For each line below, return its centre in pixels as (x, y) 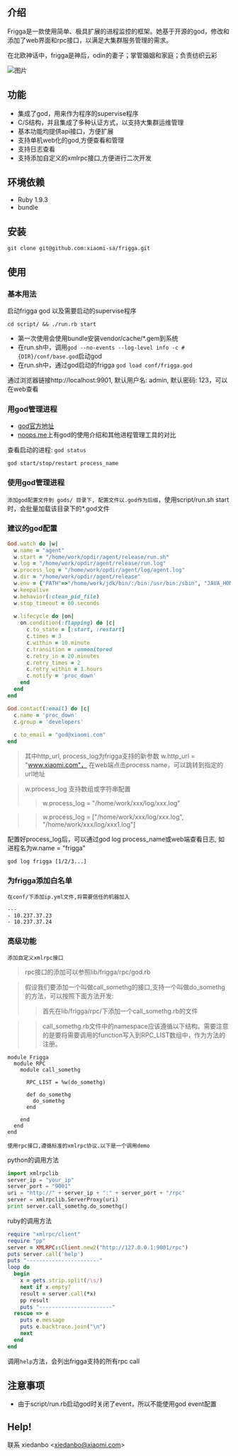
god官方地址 (36, 426)
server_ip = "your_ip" (41, 1180)
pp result (35, 1300)
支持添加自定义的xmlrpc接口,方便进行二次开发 (85, 158)
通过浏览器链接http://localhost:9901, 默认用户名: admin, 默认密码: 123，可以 (118, 380)
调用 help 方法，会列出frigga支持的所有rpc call (74, 1361)
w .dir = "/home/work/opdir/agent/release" (77, 577)
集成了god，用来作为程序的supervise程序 (78, 113)
